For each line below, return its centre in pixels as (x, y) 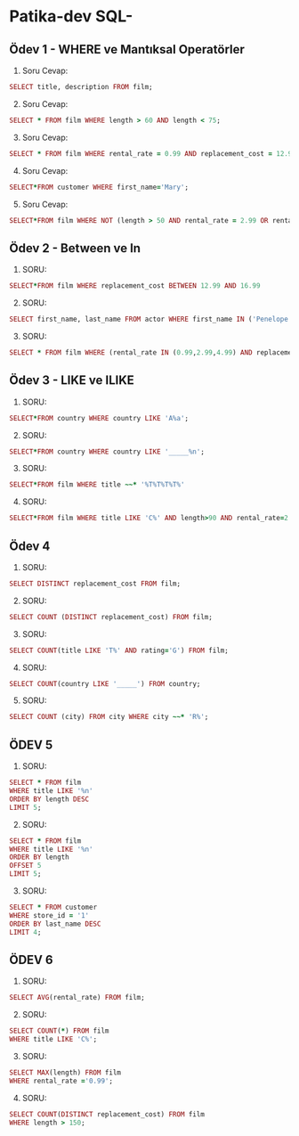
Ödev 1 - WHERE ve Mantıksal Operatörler (127, 49)
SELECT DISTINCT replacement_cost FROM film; (95, 584)
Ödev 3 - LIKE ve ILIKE (72, 380)
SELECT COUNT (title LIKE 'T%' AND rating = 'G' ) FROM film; (119, 650)
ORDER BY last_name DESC (55, 924)
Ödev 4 (30, 546)
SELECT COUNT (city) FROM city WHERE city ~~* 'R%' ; (109, 717)
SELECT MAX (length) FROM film (65, 1072)
